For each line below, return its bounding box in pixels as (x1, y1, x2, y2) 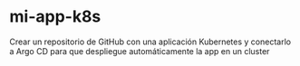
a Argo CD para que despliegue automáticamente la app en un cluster (9, 45, 270, 56)
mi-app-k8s (9, 6, 102, 27)
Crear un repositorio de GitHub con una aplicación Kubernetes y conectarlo (9, 36, 292, 47)
